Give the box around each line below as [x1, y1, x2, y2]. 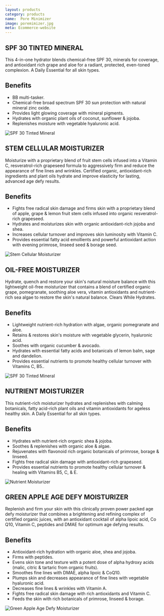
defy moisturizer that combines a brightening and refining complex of [5, 511, 145, 517]
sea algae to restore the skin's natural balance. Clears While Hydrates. [14, 294, 156, 300]
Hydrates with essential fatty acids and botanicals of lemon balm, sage [12, 348, 155, 354]
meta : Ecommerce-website [5, 26, 56, 30]
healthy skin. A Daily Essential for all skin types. [5, 411, 101, 417]
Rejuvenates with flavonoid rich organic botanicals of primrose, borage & [12, 448, 159, 454]
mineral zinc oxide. [12, 105, 50, 111]
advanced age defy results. [5, 178, 60, 184]
